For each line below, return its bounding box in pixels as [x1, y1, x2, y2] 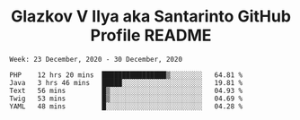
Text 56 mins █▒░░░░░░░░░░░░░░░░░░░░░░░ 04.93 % [9, 86, 243, 95]
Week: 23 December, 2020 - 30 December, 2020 [9, 55, 182, 64]
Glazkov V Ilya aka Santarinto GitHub [10, 6, 292, 27]
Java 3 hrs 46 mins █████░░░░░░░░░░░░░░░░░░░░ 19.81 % [9, 78, 243, 87]
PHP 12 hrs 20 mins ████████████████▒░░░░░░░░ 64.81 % [9, 70, 243, 80]
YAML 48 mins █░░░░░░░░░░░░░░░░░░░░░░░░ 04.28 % [9, 101, 243, 111]
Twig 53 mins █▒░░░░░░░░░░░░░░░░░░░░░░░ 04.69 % [9, 94, 243, 103]
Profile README [90, 25, 212, 46]
